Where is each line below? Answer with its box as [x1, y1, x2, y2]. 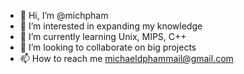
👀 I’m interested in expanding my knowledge [19, 20, 203, 32]
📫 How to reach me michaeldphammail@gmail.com [19, 53, 234, 64]
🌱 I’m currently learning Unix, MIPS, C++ [19, 31, 187, 42]
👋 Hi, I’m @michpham [19, 10, 109, 21]
